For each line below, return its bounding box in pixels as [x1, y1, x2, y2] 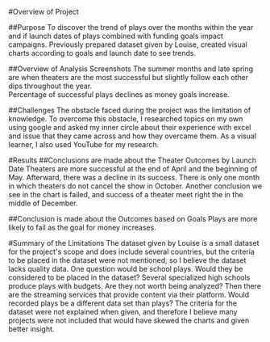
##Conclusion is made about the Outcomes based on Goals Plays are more [8, 214, 258, 223]
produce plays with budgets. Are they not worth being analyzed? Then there [8, 281, 262, 290]
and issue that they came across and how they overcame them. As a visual [8, 131, 256, 141]
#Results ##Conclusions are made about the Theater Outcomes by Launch [8, 155, 256, 165]
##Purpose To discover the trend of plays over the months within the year [8, 23, 254, 32]
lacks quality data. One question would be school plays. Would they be [8, 264, 243, 273]
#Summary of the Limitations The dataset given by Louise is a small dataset [8, 239, 260, 247]
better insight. [8, 324, 55, 334]
